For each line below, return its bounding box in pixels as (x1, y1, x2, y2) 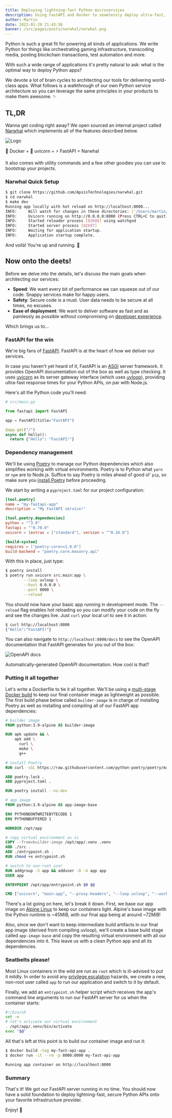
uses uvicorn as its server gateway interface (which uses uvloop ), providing (5, 374, 165, 380)
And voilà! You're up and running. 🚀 (5, 242, 80, 248)
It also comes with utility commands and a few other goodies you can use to (5, 160, 166, 166)
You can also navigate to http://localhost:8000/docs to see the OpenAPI (5, 636, 160, 642)
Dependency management (5, 449, 73, 456)
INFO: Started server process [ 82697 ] (5, 223, 97, 229)
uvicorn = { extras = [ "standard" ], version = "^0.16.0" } (5, 530, 130, 535)
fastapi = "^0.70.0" (5, 525, 50, 531)
